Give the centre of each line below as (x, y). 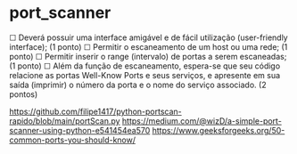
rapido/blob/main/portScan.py (65, 121)
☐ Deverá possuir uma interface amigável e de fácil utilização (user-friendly (148, 37)
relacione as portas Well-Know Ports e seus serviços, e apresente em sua (145, 75)
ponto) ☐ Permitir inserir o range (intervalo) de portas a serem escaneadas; (148, 56)
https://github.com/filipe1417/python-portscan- (96, 111)
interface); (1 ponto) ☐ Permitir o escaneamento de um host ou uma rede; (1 (148, 46)
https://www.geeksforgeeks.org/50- (219, 130)
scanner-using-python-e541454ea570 (80, 130)
